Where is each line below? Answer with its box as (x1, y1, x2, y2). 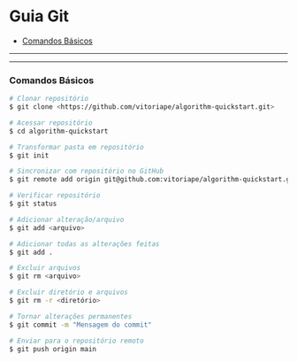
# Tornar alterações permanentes (9, 312, 133, 320)
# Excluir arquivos (9, 264, 81, 273)
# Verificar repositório (9, 191, 101, 200)
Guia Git (9, 6, 69, 27)
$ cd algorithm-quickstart (9, 127, 109, 135)
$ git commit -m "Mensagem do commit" (9, 320, 152, 329)
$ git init (9, 150, 49, 160)
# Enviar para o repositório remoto (9, 336, 144, 345)
